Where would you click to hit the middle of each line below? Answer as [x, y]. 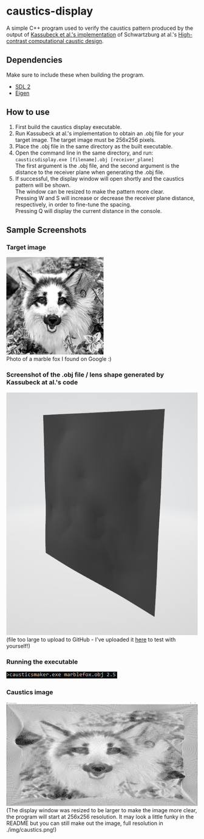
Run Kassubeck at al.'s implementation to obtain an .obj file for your [99, 133]
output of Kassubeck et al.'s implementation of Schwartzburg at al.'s [92, 34]
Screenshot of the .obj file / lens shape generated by [85, 375]
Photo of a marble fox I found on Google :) [59, 359]
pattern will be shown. [43, 185]
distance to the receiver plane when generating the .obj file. [90, 172]
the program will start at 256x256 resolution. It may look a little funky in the [100, 816]
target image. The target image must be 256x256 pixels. [85, 140]
